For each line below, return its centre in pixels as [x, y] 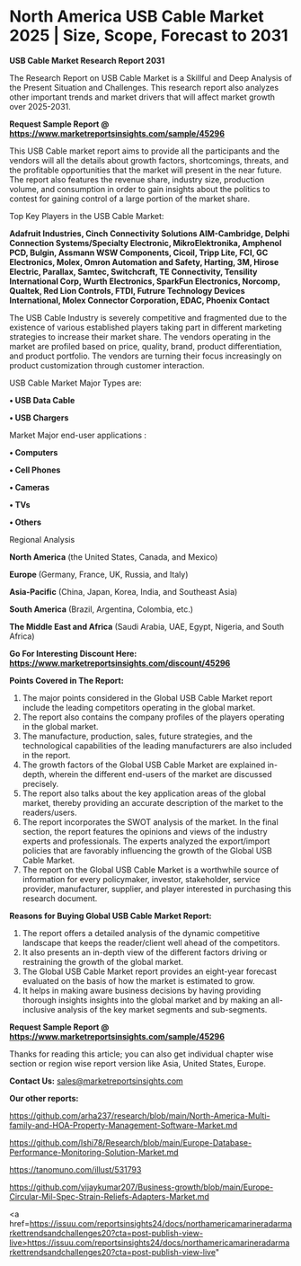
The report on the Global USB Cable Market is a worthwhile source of [150, 870]
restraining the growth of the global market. [103, 961]
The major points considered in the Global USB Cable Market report [147, 697]
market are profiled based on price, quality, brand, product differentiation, [146, 346]
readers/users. [49, 812]
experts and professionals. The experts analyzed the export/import [146, 841]
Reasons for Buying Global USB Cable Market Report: [111, 916]
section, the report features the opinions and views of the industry [145, 831]
